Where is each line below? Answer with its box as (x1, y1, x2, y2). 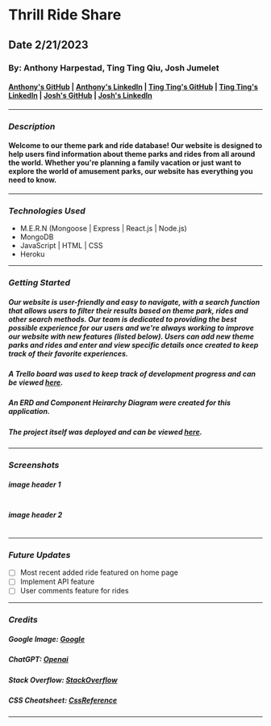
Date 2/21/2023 (8, 38, 89, 52)
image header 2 (8, 509, 63, 519)
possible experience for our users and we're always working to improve (8, 323, 254, 332)
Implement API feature (19, 576, 95, 587)
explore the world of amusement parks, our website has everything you (8, 167, 253, 176)
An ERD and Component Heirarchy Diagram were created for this (8, 398, 231, 407)
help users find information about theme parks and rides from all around (8, 150, 256, 159)
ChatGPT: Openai (8, 655, 69, 665)
